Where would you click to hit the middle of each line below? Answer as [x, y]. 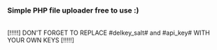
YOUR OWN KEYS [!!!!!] [41, 40]
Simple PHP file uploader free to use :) [73, 10]
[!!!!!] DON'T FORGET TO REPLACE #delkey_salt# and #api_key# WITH [108, 33]
